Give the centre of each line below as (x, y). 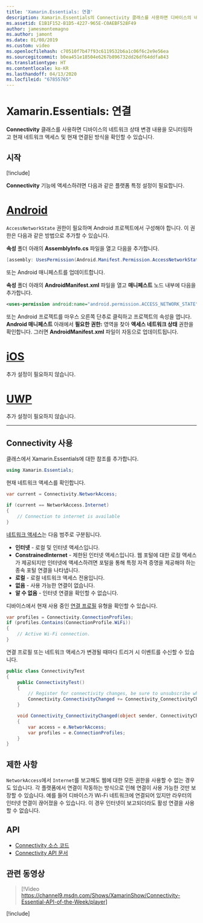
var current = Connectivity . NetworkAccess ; (62, 494)
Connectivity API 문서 (41, 853)
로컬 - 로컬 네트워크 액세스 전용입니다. (60, 577)
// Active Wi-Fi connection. (54, 634)
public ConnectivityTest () (51, 682)
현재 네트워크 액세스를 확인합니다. (46, 483)
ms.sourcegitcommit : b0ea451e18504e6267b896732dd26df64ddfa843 (88, 57)
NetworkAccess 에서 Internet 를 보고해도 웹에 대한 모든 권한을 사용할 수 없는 (95, 780)
